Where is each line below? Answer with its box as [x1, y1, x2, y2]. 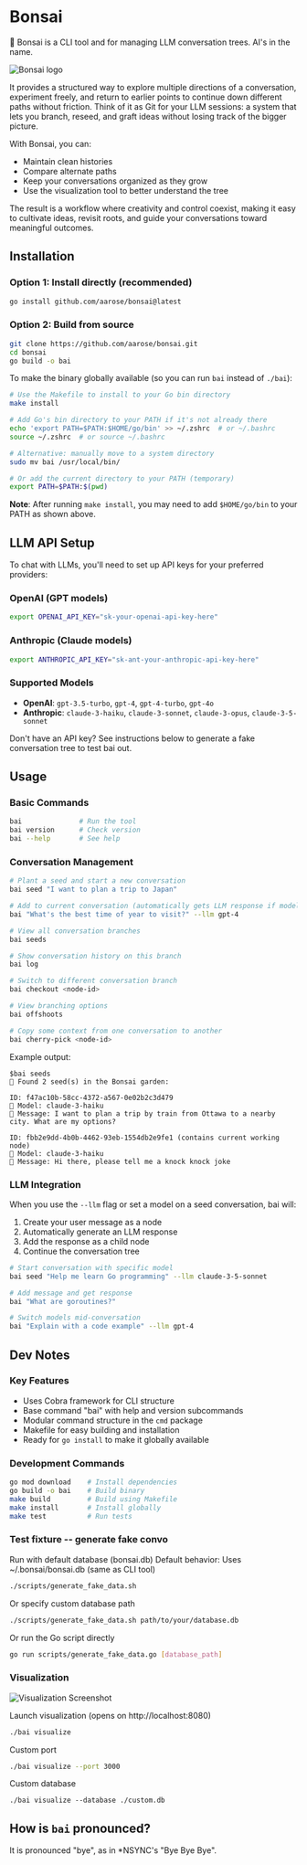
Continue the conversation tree [22, 1245, 140, 1256]
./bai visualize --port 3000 [9, 1762, 121, 1771]
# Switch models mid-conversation [9, 1313, 142, 1322]
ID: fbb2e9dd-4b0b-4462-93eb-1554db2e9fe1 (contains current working [9, 1133, 281, 1142]
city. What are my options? [9, 1117, 117, 1126]
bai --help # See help [9, 834, 121, 843]
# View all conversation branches [9, 926, 142, 936]
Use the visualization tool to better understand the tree [22, 185, 228, 196]
